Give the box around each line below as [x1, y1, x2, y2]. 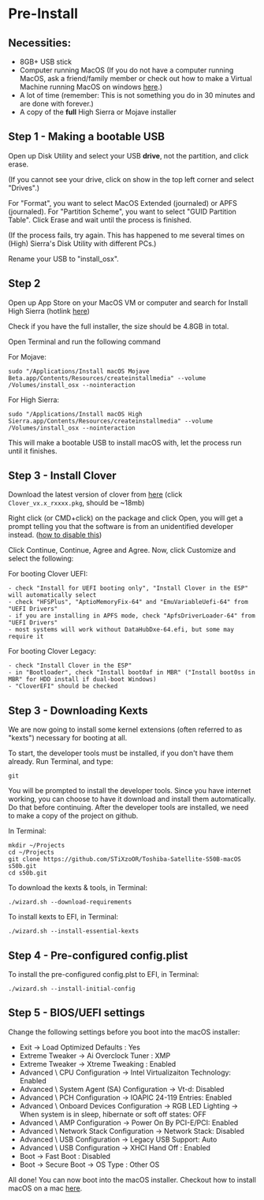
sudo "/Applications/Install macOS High [8, 410, 143, 418]
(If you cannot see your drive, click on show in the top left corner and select [8, 174, 255, 184]
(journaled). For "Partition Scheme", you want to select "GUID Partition [8, 207, 236, 216]
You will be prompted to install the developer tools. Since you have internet [8, 786, 251, 796]
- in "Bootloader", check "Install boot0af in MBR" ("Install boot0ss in [8, 669, 256, 676]
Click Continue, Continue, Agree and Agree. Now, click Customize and [8, 546, 236, 555]
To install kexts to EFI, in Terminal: [8, 912, 119, 922]
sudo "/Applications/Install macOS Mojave [8, 367, 150, 375]
